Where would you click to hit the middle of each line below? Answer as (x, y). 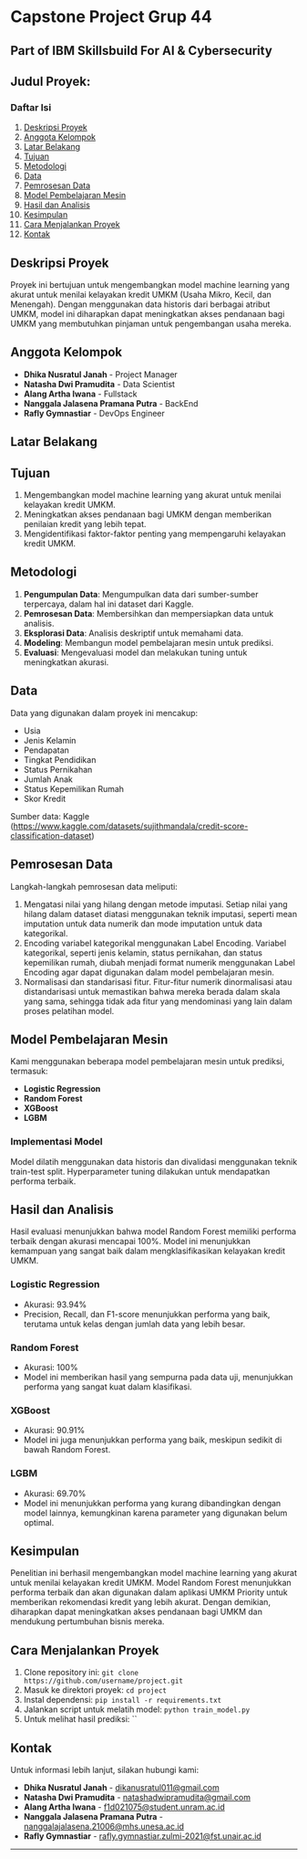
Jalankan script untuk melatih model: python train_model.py (137, 1709)
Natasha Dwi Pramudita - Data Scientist (99, 384)
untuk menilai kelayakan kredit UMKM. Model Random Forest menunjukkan (151, 1583)
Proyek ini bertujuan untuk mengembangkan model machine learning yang (150, 285)
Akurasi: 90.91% (54, 1431)
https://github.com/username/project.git (103, 1681)
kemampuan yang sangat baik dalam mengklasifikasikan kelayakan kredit (148, 1251)
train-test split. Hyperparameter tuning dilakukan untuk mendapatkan (140, 1171)
